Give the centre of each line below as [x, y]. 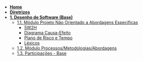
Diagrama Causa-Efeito [48, 33]
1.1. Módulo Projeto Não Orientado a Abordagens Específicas [77, 22]
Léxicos [32, 43]
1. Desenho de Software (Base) [41, 17]
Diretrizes [20, 12]
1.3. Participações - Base [42, 53]
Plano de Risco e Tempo [48, 38]
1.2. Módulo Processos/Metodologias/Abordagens [67, 48]
